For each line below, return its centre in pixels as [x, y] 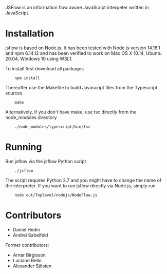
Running [24, 147]
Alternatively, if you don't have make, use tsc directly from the [71, 112]
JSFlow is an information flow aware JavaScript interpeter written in [77, 7]
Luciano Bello [27, 260]
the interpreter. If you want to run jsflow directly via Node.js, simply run [80, 185]
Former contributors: [27, 245]
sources [14, 93]
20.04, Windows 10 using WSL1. [39, 58]
